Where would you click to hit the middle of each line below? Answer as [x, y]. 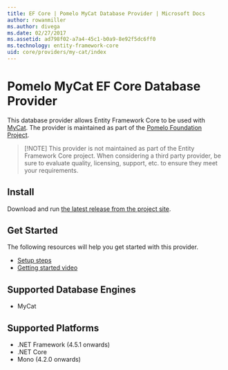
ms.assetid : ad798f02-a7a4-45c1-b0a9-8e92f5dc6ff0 [82, 39]
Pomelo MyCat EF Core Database [104, 86]
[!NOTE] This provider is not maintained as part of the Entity [109, 148]
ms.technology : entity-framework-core [63, 46]
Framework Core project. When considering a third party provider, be [122, 156]
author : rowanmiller [37, 20]
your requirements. [51, 170]
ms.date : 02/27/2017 [37, 33]
